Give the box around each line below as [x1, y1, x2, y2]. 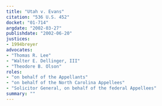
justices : [6, 36, 31, 42]
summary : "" [6, 91, 35, 97]
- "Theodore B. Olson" [6, 63, 62, 69]
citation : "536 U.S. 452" [6, 14, 70, 20]
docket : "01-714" [6, 19, 49, 25]
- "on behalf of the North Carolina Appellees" [6, 80, 125, 86]
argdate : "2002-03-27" [6, 25, 62, 31]
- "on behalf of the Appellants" [6, 74, 88, 80]
